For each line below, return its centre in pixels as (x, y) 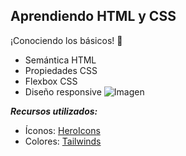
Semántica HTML (60, 60)
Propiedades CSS (61, 70)
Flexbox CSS (51, 81)
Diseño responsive (63, 91)
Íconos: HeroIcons (62, 130)
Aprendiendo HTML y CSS (93, 16)
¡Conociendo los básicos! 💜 (66, 40)
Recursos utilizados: (54, 111)
